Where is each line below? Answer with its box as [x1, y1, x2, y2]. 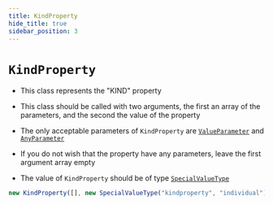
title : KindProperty [8, 11, 79, 20]
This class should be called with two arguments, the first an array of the [19, 102, 261, 111]
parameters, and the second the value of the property [19, 111, 201, 120]
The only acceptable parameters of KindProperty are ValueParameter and [19, 126, 264, 136]
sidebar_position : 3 [8, 27, 79, 35]
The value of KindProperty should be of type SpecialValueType [19, 173, 230, 183]
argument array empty [19, 158, 96, 168]
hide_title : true [8, 20, 67, 28]
